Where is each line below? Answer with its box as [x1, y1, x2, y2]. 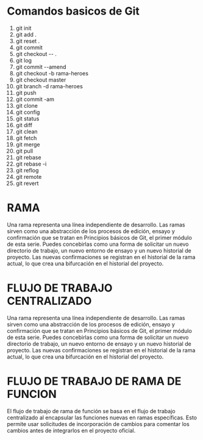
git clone [15, 102, 38, 109]
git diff [15, 121, 33, 128]
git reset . [15, 37, 40, 44]
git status [15, 114, 40, 122]
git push [15, 89, 37, 96]
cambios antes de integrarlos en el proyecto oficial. [7, 427, 136, 434]
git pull [15, 147, 33, 155]
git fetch [15, 134, 37, 141]
